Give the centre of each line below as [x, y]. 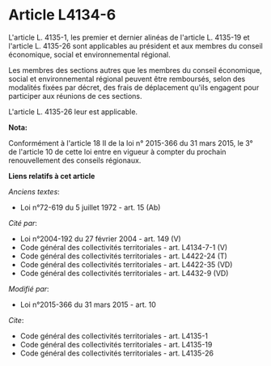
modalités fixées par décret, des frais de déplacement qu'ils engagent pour [134, 87]
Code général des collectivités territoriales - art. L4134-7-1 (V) [124, 247]
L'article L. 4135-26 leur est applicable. [73, 112]
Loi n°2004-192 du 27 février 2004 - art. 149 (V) [101, 238]
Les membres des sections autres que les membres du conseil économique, [135, 70]
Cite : [16, 320]
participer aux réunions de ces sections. [75, 96]
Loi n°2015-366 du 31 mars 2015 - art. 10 [88, 304]
